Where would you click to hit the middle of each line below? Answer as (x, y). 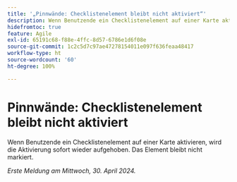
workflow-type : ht (34, 54)
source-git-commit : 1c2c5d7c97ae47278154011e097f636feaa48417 (101, 47)
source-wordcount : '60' (42, 60)
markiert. (20, 157)
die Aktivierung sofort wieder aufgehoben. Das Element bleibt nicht (105, 150)
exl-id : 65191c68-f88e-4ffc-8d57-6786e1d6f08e (77, 40)
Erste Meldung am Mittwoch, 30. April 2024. (72, 171)
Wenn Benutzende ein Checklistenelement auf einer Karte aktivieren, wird (115, 142)
